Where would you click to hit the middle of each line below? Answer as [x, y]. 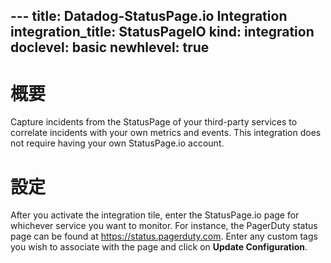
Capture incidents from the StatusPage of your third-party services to [154, 122]
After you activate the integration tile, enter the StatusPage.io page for [155, 215]
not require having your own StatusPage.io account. [117, 143]
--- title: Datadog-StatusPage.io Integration [149, 16]
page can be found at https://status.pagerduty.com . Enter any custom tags [164, 236]
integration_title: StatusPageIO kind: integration [162, 32]
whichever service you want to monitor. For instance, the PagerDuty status [164, 226]
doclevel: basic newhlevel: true [110, 47]
